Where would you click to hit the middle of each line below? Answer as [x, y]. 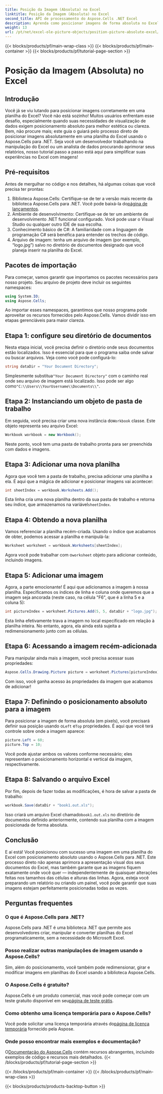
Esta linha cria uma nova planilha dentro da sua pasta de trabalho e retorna [80, 499]
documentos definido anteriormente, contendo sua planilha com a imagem [80, 820]
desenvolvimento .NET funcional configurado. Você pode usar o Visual [83, 219]
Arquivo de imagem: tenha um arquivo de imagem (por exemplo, [76, 240]
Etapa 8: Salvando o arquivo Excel [57, 780]
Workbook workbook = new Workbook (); [43, 435]
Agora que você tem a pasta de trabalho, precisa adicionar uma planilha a [79, 476]
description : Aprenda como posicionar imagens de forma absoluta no [76, 23]
